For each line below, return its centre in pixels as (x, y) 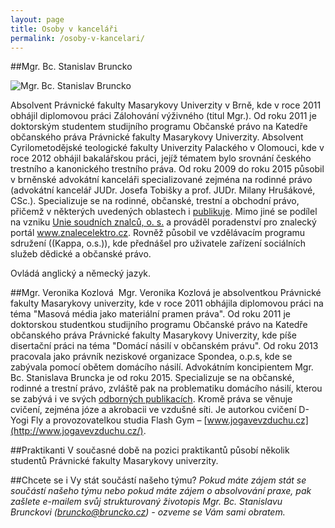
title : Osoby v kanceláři (64, 29)
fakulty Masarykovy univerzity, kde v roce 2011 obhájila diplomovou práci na (167, 303)
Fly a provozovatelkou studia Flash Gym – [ (119, 420)
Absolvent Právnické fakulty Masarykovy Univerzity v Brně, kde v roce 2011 (166, 105)
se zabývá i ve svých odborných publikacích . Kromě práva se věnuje (151, 399)
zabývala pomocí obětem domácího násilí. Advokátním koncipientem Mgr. (162, 367)
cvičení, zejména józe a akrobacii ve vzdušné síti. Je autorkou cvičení (153, 410)
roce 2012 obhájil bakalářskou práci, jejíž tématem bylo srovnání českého (161, 158)
